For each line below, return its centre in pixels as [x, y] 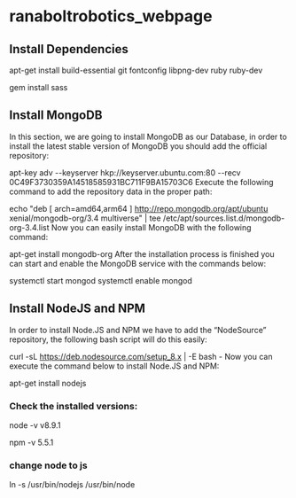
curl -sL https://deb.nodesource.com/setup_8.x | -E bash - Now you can [141, 356]
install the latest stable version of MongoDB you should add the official [138, 146]
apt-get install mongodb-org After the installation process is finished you [142, 253]
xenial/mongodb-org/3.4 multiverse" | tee [85, 218]
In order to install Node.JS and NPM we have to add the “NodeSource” [138, 330]
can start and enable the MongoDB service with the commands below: [138, 263]
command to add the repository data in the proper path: [111, 191]
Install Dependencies [69, 49]
